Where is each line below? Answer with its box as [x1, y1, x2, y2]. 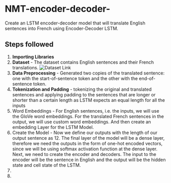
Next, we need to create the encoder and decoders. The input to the [12, 151, 157, 157]
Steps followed [5, 40, 54, 49]
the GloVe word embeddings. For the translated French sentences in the [12, 113, 164, 119]
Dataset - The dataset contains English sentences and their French [12, 59, 154, 65]
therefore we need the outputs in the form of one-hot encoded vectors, [12, 140, 163, 146]
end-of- [139, 75, 156, 82]
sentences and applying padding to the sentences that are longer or [12, 91, 156, 97]
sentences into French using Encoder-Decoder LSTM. [5, 25, 119, 31]
